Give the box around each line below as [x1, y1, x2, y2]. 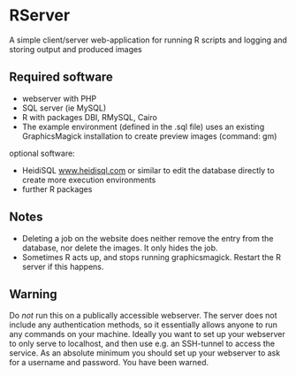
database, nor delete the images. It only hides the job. [21, 242, 218, 253]
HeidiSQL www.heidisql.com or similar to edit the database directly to [21, 165, 276, 175]
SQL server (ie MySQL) [21, 103, 107, 113]
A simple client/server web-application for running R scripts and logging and [9, 35, 287, 45]
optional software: [9, 148, 75, 158]
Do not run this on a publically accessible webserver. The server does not [9, 311, 277, 321]
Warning [9, 287, 57, 302]
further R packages [21, 183, 93, 195]
